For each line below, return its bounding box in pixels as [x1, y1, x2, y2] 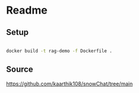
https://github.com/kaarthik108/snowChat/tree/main [6, 80, 133, 87]
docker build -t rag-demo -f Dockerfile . [6, 48, 112, 54]
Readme [6, 4, 48, 17]
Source [6, 65, 34, 75]
